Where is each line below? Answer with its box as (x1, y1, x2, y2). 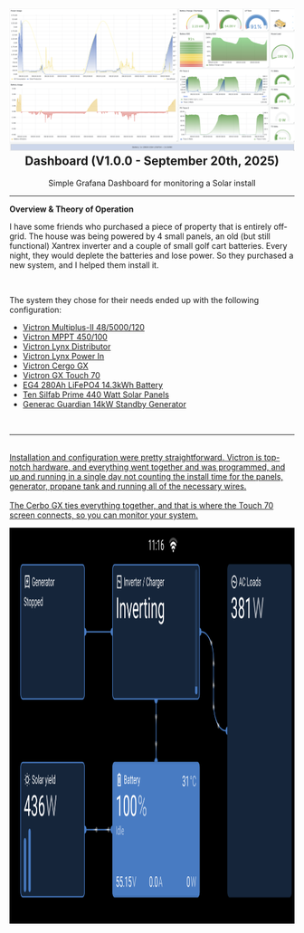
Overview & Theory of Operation (9, 204, 134, 214)
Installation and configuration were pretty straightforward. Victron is (9, 452, 262, 462)
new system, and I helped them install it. (9, 259, 159, 271)
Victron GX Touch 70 (22, 369, 101, 380)
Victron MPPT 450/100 (22, 331, 109, 342)
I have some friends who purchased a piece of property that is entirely (9, 221, 272, 232)
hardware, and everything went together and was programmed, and (33, 462, 286, 472)
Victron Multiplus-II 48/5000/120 (22, 321, 145, 332)
